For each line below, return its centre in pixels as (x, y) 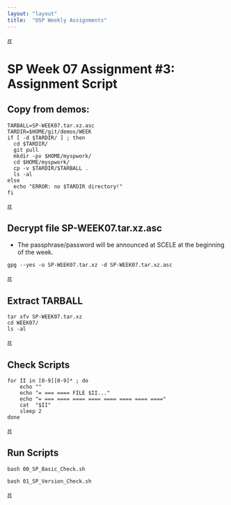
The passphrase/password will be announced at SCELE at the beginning (121, 245)
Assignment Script (63, 84)
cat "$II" (35, 405)
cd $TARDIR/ (31, 143)
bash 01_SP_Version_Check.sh (49, 481)
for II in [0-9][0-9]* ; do (48, 380)
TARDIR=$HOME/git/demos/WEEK (49, 132)
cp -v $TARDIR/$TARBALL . (51, 168)
